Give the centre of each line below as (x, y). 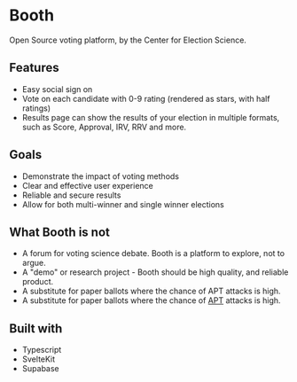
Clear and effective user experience (87, 185)
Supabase (40, 369)
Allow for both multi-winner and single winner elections (123, 204)
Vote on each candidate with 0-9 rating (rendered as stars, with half (146, 98)
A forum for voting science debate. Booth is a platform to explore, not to (153, 253)
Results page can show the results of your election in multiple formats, (151, 117)
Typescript (42, 350)
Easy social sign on (57, 89)
